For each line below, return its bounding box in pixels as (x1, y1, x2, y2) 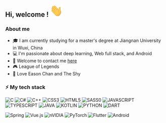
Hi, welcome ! (5, 10, 49, 19)
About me (5, 25, 30, 32)
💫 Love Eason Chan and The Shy (12, 70, 81, 76)
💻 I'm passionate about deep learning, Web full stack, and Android (12, 50, 152, 56)
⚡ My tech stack (5, 84, 45, 91)
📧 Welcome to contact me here (12, 58, 77, 64)
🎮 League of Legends (12, 63, 60, 69)
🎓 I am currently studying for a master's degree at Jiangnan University (12, 37, 161, 44)
